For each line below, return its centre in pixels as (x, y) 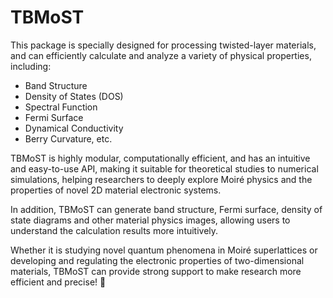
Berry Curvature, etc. (68, 138)
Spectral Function (61, 107)
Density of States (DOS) (74, 96)
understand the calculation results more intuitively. (114, 230)
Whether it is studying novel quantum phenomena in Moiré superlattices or (164, 250)
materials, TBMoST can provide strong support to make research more (156, 271)
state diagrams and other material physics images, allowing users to (150, 220)
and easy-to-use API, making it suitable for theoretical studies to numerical (164, 168)
